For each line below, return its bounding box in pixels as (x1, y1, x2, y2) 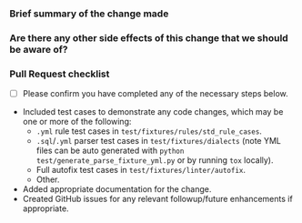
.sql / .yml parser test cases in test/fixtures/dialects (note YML (35, 136, 282, 147)
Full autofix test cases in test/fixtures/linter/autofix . (35, 165, 247, 176)
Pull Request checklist (9, 67, 110, 80)
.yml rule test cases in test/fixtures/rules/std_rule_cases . (35, 126, 262, 137)
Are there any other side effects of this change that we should (9, 31, 288, 44)
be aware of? (9, 43, 68, 56)
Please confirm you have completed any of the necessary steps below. (22, 88, 288, 99)
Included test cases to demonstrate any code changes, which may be (22, 106, 284, 117)
